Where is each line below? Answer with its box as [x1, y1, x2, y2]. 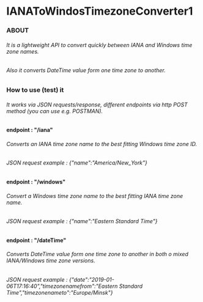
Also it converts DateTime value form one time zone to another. [6, 67, 166, 74]
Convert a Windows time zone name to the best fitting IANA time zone [6, 192, 183, 199]
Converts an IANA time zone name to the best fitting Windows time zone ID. [6, 140, 197, 147]
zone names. [6, 48, 39, 55]
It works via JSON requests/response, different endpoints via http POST [6, 101, 188, 108]
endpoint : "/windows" [6, 178, 66, 185]
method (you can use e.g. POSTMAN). [6, 107, 103, 114]
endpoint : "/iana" [6, 127, 53, 134]
